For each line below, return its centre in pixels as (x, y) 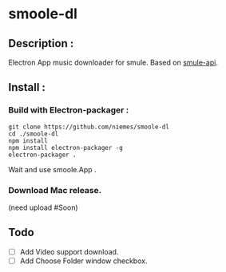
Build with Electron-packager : (69, 110)
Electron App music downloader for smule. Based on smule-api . (113, 62)
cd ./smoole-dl (34, 134)
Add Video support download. (69, 251)
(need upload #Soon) (43, 207)
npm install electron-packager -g (66, 148)
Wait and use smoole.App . (53, 169)
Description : (41, 43)
